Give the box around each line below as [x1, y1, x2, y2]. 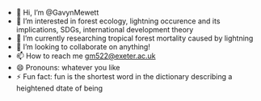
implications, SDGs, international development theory [15, 25, 194, 34]
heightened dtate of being [15, 83, 103, 93]
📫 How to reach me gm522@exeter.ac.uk [15, 51, 156, 61]
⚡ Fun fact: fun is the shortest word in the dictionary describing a [15, 72, 233, 81]
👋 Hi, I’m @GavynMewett [15, 8, 99, 17]
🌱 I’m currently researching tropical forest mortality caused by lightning [15, 33, 254, 43]
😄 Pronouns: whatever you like [15, 63, 120, 72]
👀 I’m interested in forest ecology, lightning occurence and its [15, 16, 221, 26]
